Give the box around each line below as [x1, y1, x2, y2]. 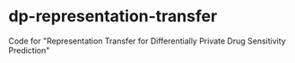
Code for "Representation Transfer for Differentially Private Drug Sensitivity [8, 35, 286, 46]
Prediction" [8, 44, 50, 55]
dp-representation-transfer [8, 6, 218, 27]
